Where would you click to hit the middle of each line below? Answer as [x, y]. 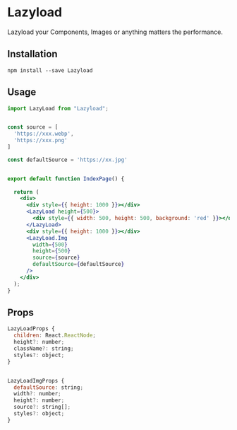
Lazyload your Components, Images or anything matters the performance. [115, 32]
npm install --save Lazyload [50, 70]
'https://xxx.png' [41, 141]
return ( [26, 192]
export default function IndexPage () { [66, 179]
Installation [32, 54]
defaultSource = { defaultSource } [79, 265]
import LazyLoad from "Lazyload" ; [58, 108]
